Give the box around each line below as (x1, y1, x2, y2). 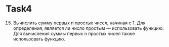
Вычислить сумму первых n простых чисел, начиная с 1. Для (13, 20, 146, 26)
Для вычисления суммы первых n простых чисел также (13, 30, 135, 36)
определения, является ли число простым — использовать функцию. (13, 25, 164, 31)
